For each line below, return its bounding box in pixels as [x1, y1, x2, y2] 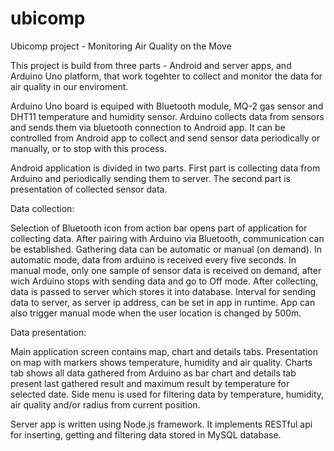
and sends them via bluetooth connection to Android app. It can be [10, 121, 286, 133]
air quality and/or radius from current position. [10, 398, 201, 411]
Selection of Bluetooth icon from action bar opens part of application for [10, 222, 308, 234]
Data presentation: [10, 326, 87, 338]
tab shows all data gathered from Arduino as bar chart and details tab [10, 367, 297, 379]
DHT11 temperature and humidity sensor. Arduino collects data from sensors [10, 110, 325, 122]
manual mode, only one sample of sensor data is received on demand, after [10, 264, 322, 276]
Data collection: [10, 202, 75, 214]
